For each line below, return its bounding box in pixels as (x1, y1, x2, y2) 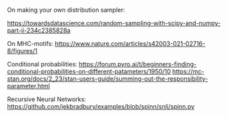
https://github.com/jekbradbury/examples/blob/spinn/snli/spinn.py (7, 103, 195, 110)
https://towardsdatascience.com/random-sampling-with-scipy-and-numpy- (7, 19, 221, 27)
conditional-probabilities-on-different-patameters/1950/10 (7, 68, 171, 75)
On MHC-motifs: (7, 40, 53, 47)
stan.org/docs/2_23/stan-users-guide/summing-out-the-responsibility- (7, 75, 209, 83)
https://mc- (172, 68, 205, 75)
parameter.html (7, 82, 50, 90)
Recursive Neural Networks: (7, 95, 87, 103)
